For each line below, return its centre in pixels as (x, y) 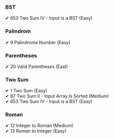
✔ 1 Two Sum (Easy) (26, 91)
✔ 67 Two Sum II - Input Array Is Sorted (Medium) (57, 96)
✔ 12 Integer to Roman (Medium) (39, 126)
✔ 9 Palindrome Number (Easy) (38, 42)
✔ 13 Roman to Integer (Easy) (36, 131)
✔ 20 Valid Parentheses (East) (37, 66)
